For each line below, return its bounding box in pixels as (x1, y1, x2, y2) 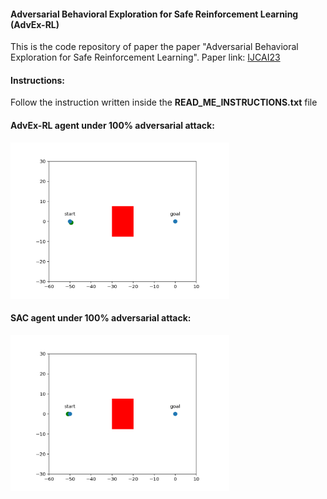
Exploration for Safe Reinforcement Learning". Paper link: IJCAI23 (10, 51, 281, 64)
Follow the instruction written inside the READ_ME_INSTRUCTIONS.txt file (10, 96, 318, 109)
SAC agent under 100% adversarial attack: (10, 312, 192, 324)
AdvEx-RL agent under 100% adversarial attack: (10, 120, 215, 131)
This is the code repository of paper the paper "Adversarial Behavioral (10, 41, 299, 53)
